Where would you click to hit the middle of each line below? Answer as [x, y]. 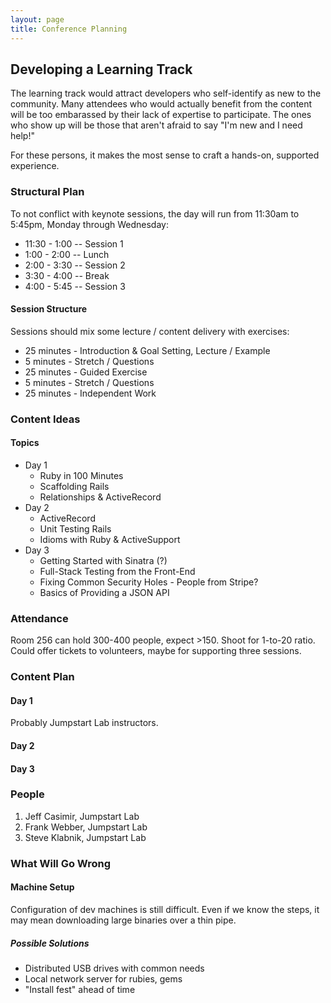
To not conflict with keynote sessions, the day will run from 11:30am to [155, 213]
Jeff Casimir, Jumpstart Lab [82, 816]
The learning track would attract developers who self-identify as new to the [166, 93]
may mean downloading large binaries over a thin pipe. [123, 920]
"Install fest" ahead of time [80, 989]
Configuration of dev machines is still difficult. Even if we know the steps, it [165, 909]
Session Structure [49, 309]
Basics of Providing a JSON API [104, 592]
